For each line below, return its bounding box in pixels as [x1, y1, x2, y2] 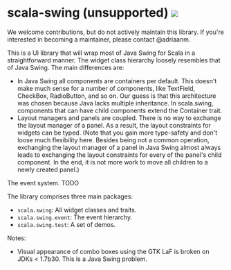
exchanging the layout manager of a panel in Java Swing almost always [17, 143, 221, 151]
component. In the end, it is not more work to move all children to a [17, 158, 209, 166]
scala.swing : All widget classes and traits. [17, 205, 137, 214]
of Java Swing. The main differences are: [7, 63, 124, 71]
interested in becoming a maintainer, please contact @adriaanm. [7, 35, 191, 43]
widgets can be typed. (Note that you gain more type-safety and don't [17, 128, 218, 137]
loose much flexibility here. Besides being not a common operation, [17, 135, 210, 144]
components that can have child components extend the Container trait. [17, 106, 223, 115]
